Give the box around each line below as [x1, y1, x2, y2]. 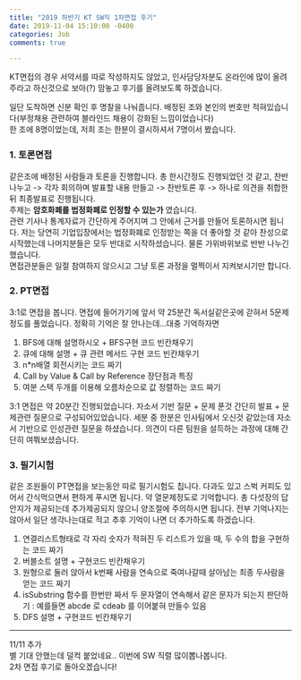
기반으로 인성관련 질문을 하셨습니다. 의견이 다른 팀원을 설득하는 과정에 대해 [18, 422, 279, 434]
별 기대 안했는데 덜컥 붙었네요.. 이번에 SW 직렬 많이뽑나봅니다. [9, 650, 228, 661]
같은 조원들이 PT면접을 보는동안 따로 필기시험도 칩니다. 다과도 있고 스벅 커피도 [9, 480, 282, 492]
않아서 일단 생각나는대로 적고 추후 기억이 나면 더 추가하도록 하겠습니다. [9, 514, 255, 525]
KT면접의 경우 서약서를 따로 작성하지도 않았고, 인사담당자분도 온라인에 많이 [9, 72, 271, 82]
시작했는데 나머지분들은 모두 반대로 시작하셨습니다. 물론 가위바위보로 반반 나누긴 [9, 238, 289, 249]
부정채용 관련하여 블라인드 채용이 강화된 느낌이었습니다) [19, 113, 214, 123]
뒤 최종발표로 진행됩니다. [9, 193, 96, 204]
